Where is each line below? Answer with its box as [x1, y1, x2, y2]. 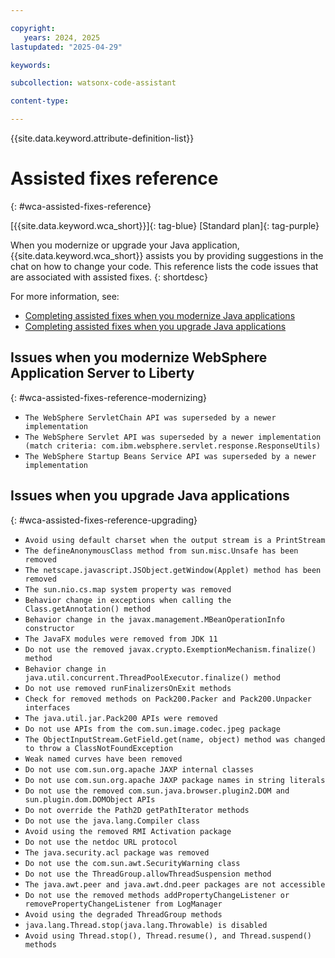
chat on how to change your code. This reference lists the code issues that [10, 260, 319, 272]
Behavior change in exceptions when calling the [24, 595, 232, 605]
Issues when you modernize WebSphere [10, 349, 268, 366]
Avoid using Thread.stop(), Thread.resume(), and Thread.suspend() [24, 931, 312, 941]
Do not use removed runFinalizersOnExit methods [24, 683, 232, 693]
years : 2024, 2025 [23, 32, 101, 43]
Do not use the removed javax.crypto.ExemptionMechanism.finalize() [24, 644, 317, 655]
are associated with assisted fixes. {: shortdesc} [10, 271, 208, 283]
